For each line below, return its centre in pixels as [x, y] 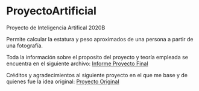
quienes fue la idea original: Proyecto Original [63, 81]
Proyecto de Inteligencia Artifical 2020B [56, 28]
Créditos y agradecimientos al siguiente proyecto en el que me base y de [97, 75]
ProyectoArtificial [51, 11]
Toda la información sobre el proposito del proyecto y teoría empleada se [97, 57]
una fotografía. [25, 45]
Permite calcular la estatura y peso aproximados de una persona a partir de [100, 39]
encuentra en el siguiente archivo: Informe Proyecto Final [77, 63]
